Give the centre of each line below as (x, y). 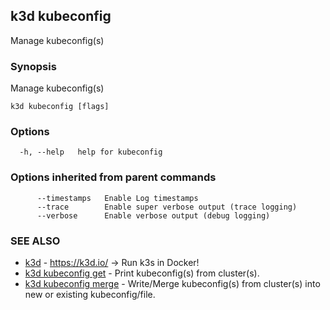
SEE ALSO (35, 241)
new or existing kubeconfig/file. (90, 294)
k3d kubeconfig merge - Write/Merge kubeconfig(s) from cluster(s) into (172, 283)
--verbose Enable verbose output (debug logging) (153, 215)
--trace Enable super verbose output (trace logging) (167, 207)
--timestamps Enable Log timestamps (117, 198)
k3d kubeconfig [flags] (60, 107)
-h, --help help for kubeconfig (91, 152)
